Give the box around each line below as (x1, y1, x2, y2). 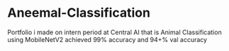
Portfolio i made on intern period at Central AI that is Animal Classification (7, 28, 222, 36)
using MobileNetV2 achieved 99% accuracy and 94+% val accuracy (7, 35, 208, 43)
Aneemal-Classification (7, 5, 151, 21)
